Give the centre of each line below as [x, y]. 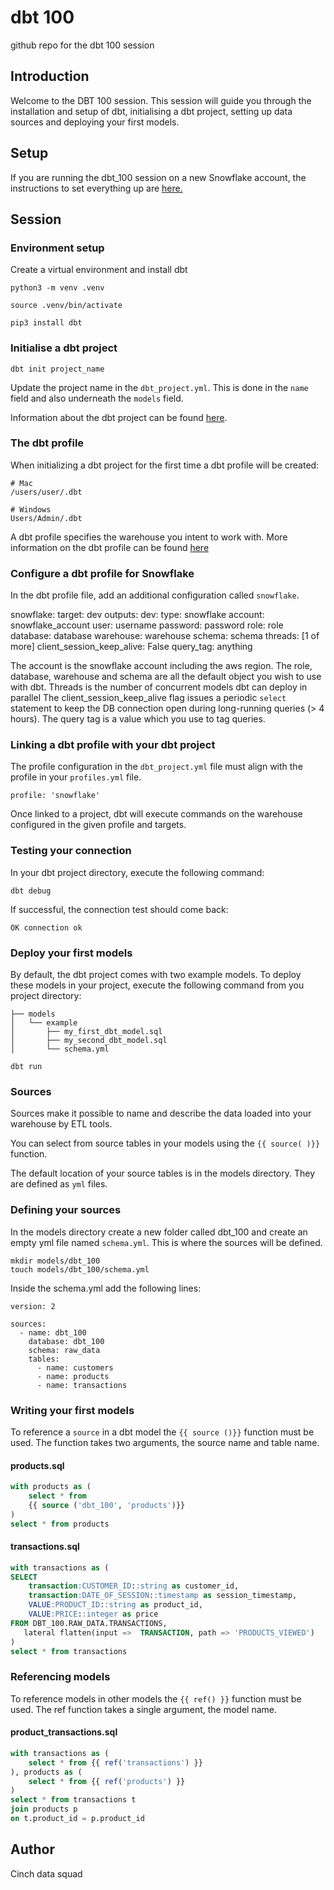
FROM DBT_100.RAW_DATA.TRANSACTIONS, [89, 1623]
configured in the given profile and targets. [98, 825]
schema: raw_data [64, 1350]
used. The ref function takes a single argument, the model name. [143, 1709]
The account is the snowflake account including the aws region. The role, [161, 666]
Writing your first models [72, 1410]
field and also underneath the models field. [97, 398]
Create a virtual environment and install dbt [99, 270]
